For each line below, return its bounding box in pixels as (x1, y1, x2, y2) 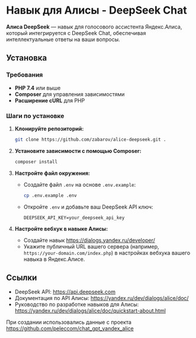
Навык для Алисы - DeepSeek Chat (6, 4, 188, 17)
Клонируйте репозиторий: (14, 125, 84, 132)
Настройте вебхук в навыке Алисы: (14, 225, 108, 232)
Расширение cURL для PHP (14, 97, 85, 104)
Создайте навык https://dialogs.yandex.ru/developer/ (23, 237, 155, 244)
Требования (6, 71, 43, 79)
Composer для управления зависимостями (14, 90, 125, 98)
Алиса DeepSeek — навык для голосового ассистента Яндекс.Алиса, (6, 23, 182, 30)
